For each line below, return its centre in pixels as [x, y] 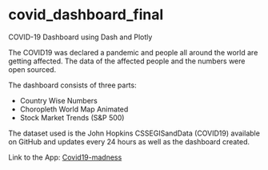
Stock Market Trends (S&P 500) [72, 117]
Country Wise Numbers [59, 100]
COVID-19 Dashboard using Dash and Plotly [80, 37]
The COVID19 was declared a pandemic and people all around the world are [133, 52]
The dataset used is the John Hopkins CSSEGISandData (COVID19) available [134, 133]
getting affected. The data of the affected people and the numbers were [127, 61]
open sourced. [32, 69]
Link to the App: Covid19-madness [65, 157]
